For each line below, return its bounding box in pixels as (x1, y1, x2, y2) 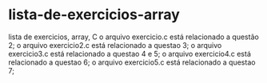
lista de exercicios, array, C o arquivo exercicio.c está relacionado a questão (8, 32, 260, 41)
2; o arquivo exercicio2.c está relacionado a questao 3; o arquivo (8, 40, 222, 49)
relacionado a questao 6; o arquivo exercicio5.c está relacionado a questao (8, 57, 256, 67)
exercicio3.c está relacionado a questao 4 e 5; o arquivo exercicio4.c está (8, 49, 252, 58)
